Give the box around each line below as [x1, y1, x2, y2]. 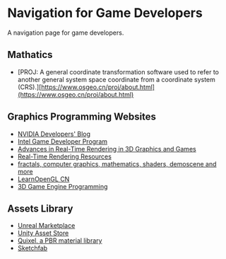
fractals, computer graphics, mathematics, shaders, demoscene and [17, 159, 217, 168]
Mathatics [7, 49, 53, 61]
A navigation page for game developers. [7, 28, 124, 37]
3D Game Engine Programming [17, 182, 108, 190]
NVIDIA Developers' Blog [17, 129, 90, 138]
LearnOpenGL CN [17, 175, 70, 183]
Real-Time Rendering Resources [17, 152, 112, 161]
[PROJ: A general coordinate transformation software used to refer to [17, 67, 219, 76]
